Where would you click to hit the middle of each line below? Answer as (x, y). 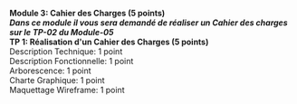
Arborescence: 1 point (51, 71)
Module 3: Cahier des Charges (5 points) (87, 13)
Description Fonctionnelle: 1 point (72, 61)
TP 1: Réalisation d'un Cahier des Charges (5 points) (109, 42)
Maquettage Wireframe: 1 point (67, 90)
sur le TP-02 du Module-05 (62, 32)
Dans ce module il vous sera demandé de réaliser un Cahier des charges (148, 23)
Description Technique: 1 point (66, 52)
